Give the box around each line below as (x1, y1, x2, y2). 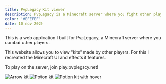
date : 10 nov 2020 (5, 21, 43, 26)
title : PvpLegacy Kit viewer (5, 7, 65, 12)
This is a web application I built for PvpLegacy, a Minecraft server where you (5, 35, 161, 41)
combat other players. (5, 40, 50, 46)
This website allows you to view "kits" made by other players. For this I (5, 49, 149, 55)
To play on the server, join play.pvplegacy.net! (5, 64, 99, 70)
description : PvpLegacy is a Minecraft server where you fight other (5, 12, 152, 17)
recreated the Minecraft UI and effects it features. (5, 55, 106, 61)
